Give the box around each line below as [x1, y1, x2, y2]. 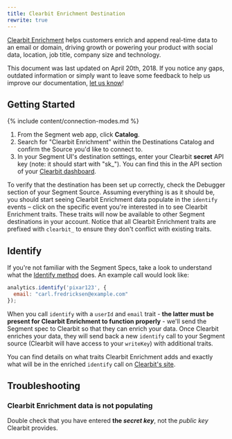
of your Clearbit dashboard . [17, 167, 97, 175]
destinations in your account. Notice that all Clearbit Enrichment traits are [7, 218, 217, 226]
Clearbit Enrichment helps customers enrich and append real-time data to [7, 35, 218, 44]
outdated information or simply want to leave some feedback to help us [7, 71, 211, 80]
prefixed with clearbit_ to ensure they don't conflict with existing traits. [7, 225, 212, 233]
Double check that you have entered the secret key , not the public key [7, 417, 209, 425]
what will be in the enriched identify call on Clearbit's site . [7, 360, 176, 368]
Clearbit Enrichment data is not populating [7, 401, 153, 411]
